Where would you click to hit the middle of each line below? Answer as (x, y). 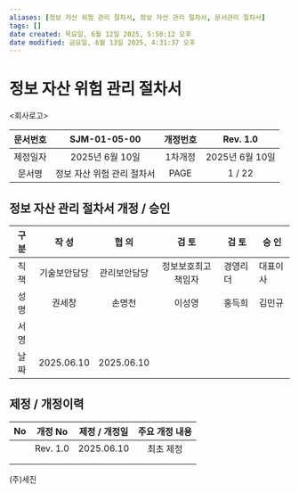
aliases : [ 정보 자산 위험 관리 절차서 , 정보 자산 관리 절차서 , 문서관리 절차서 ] (137, 17)
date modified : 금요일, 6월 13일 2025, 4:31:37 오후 (102, 42)
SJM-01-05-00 (105, 139)
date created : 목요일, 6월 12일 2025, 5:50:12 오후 (101, 34)
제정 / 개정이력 (47, 404)
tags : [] (25, 26)
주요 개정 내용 (165, 431)
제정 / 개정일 (104, 431)
